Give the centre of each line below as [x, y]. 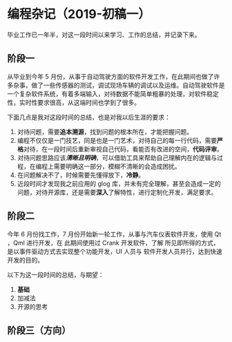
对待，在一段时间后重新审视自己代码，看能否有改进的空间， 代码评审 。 [123, 149]
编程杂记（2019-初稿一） [79, 14]
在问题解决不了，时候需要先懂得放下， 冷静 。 [81, 175]
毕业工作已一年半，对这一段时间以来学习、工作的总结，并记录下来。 [104, 35]
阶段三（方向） [39, 330]
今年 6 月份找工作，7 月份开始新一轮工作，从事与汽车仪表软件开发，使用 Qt [114, 234]
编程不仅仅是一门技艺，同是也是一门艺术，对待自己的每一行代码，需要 [117, 140]
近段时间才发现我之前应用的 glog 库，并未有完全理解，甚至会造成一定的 [119, 183]
